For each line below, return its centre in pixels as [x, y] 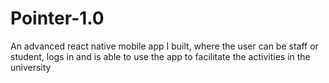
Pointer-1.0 [57, 18]
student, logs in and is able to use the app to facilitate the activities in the [160, 56]
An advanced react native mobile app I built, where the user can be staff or [164, 46]
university [31, 67]
